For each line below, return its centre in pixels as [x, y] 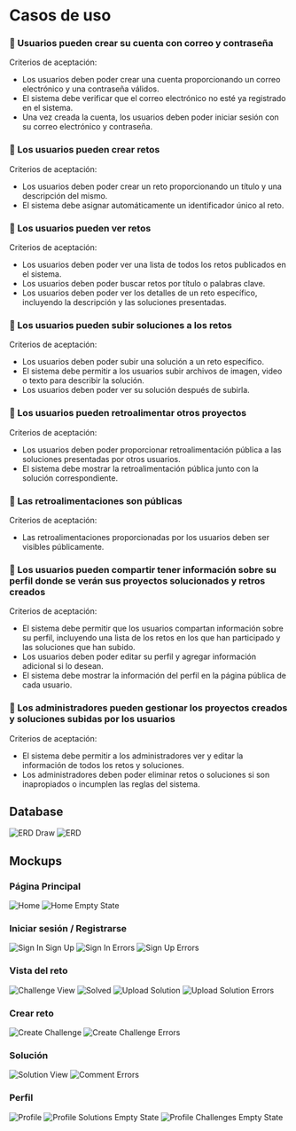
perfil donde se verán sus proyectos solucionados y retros [137, 580]
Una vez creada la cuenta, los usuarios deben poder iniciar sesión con [150, 117]
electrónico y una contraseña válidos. [90, 89]
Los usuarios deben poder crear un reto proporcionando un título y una [152, 186]
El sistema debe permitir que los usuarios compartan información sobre [152, 628]
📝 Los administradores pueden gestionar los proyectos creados [148, 708]
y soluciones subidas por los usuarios [92, 719]
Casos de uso [60, 16]
